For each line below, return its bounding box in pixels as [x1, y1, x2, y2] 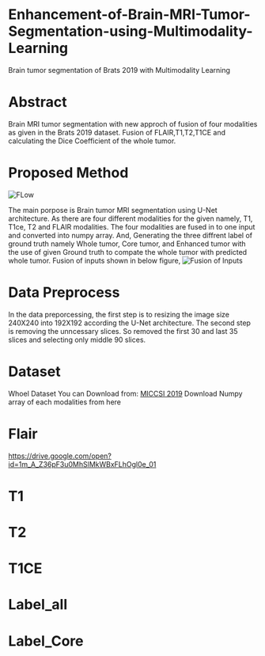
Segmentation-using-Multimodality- [8, 22, 253, 40]
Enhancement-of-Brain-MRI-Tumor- [8, 6, 251, 24]
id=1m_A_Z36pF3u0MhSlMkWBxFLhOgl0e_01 [8, 459, 157, 468]
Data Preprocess [8, 283, 120, 301]
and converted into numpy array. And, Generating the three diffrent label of [8, 230, 253, 240]
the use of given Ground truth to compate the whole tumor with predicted [8, 247, 248, 256]
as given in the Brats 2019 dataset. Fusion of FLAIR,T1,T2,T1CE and [8, 127, 226, 137]
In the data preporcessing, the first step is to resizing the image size [8, 309, 229, 319]
